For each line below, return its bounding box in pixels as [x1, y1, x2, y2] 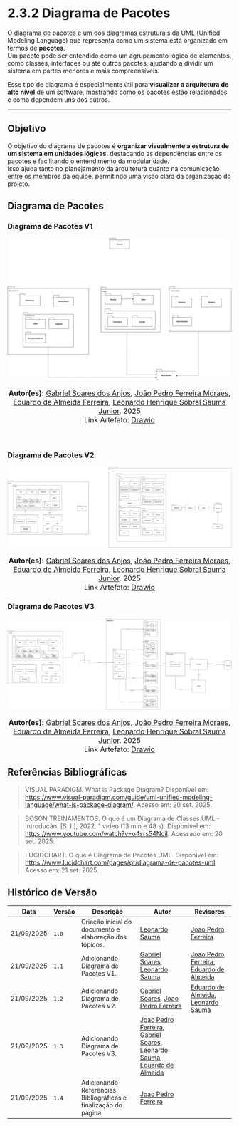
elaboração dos [80, 933, 127, 942]
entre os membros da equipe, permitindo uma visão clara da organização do [7, 172, 231, 180]
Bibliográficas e [80, 1093, 127, 1102]
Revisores [194, 907, 225, 916]
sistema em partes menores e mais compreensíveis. [7, 66, 160, 75]
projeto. [7, 179, 31, 188]
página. [80, 1109, 103, 1117]
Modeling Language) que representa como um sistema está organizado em [7, 36, 228, 44]
